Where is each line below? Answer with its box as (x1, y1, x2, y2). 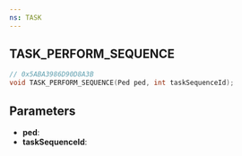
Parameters (9, 103, 76, 118)
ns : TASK (9, 13, 42, 22)
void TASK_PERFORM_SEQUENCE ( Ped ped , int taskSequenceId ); (9, 78, 235, 88)
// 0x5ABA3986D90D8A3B (9, 70, 94, 79)
